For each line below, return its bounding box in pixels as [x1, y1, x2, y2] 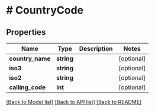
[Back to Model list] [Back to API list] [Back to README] [6, 99, 142, 105]
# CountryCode [6, 4, 84, 17]
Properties [6, 27, 46, 37]
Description [79, 45, 113, 53]
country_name [9, 54, 51, 63]
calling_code [9, 83, 46, 92]
